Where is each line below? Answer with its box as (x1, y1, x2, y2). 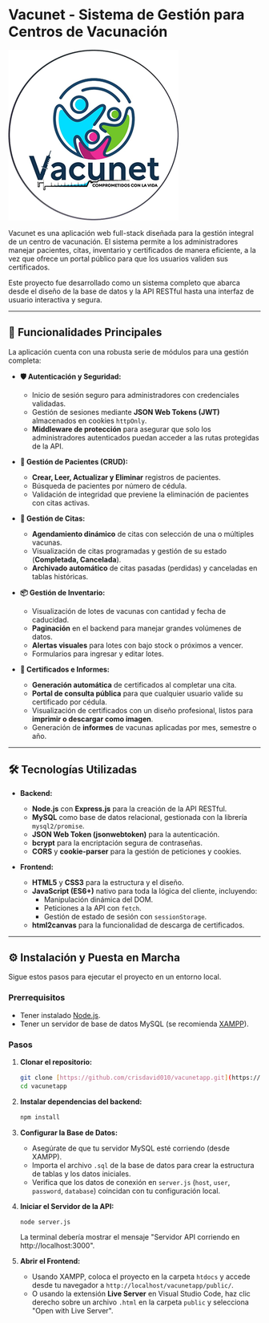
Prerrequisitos (8, 992, 66, 1004)
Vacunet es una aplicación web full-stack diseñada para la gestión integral (8, 228, 255, 237)
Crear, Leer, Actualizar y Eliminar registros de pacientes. (31, 472, 222, 482)
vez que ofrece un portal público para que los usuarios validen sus (8, 254, 228, 263)
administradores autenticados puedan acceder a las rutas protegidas (31, 432, 260, 442)
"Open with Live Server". (31, 1306, 114, 1316)
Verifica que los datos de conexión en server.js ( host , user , (31, 1177, 231, 1187)
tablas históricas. (31, 571, 89, 581)
